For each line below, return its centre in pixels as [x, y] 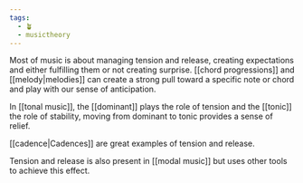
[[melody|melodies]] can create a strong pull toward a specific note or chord [152, 80]
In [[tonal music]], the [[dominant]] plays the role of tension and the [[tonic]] [151, 107]
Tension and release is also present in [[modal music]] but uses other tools [148, 161]
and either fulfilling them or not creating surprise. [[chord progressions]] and [152, 70]
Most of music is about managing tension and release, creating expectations [151, 61]
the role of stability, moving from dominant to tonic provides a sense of [141, 116]
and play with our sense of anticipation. [83, 89]
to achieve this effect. [50, 171]
